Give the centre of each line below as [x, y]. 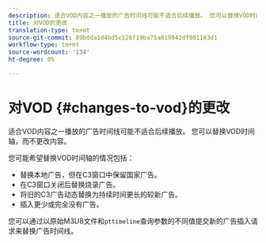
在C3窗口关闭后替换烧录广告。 [70, 184]
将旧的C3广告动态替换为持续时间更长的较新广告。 [101, 194]
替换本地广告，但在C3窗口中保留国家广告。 [90, 174]
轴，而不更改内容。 [40, 141]
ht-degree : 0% [32, 60]
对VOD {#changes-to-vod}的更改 [119, 108]
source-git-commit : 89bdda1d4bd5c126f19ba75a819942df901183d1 [113, 37]
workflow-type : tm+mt [44, 45]
